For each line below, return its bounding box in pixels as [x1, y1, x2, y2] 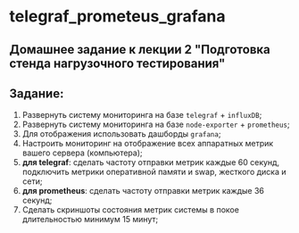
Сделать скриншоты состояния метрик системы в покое [21, 204, 239, 215]
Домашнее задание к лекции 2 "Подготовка [9, 42, 270, 57]
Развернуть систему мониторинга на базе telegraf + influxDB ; [21, 110, 262, 121]
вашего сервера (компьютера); [21, 147, 143, 158]
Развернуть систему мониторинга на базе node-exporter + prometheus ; [21, 119, 290, 130]
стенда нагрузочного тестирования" [9, 55, 226, 71]
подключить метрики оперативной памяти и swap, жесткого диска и [21, 167, 287, 178]
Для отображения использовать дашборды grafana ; [21, 129, 221, 139]
